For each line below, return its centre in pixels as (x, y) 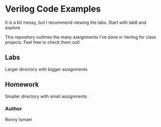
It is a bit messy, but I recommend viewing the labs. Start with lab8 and (76, 22)
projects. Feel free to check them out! (42, 42)
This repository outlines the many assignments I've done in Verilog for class (81, 37)
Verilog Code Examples (53, 9)
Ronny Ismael (19, 119)
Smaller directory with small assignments (46, 96)
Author (14, 109)
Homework (22, 84)
